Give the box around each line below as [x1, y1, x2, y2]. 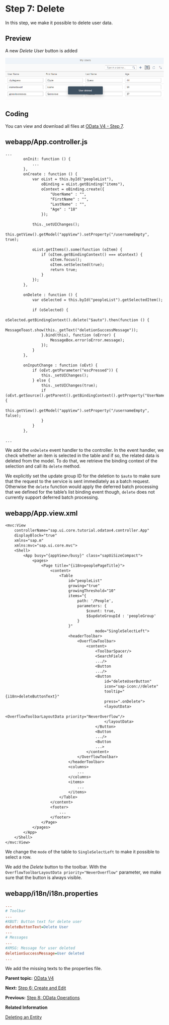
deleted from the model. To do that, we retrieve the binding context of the [5, 458, 157, 464]
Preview [5, 34, 32, 43]
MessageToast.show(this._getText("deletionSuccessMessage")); [5, 328, 138, 333]
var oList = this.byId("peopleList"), [32, 177, 114, 182]
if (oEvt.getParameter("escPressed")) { [32, 368, 118, 373]
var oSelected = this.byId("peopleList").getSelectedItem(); [32, 297, 163, 302]
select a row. [5, 854, 32, 860]
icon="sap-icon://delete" [104, 684, 158, 689]
